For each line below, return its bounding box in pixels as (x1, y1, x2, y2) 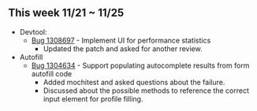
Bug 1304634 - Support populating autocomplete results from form (31, 61, 250, 70)
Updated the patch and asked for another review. (43, 43, 203, 54)
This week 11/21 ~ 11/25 (8, 6, 125, 20)
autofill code (31, 68, 73, 78)
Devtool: (19, 27, 47, 36)
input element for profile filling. (43, 94, 143, 103)
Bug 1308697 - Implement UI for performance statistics (31, 35, 211, 45)
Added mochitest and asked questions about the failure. (43, 77, 225, 87)
